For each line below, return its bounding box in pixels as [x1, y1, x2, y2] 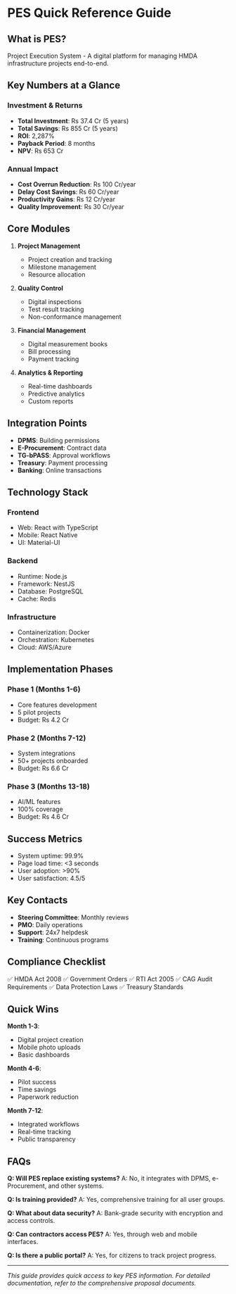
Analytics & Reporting [17, 368, 83, 377]
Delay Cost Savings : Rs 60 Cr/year [17, 187, 119, 196]
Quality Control [17, 284, 63, 292]
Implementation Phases [7, 663, 114, 675]
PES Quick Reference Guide [7, 5, 172, 21]
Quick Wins [7, 1003, 59, 1015]
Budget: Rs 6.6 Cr [17, 764, 69, 772]
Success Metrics [7, 833, 83, 845]
